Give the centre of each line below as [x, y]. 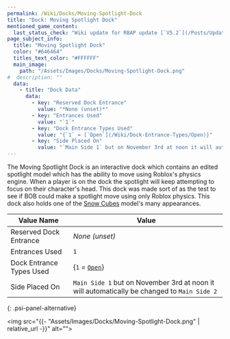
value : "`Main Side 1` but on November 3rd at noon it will [125, 148]
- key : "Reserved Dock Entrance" [79, 103]
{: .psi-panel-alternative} [42, 308]
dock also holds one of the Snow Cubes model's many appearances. [104, 203]
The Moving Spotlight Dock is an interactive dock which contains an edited [113, 167]
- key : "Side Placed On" [67, 141]
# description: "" [35, 77]
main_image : [30, 65]
